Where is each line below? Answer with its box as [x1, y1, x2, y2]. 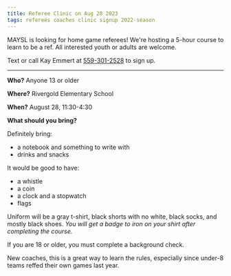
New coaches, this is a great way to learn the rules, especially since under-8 [7, 253, 224, 262]
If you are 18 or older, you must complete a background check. [7, 240, 184, 248]
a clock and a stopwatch [16, 191, 87, 200]
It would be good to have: [7, 164, 80, 172]
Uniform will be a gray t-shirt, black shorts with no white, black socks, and [7, 212, 217, 221]
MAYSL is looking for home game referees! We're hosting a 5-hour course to [7, 35, 224, 43]
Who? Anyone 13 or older [7, 76, 80, 84]
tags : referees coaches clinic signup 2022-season [7, 17, 155, 23]
